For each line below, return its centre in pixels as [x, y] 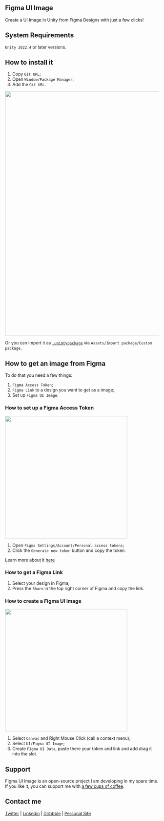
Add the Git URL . [29, 85]
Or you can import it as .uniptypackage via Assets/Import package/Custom [79, 343]
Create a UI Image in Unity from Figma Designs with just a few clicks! [74, 20]
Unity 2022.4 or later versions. [36, 47]
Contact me [23, 802]
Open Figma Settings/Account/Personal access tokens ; [68, 545]
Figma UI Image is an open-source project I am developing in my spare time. [82, 781]
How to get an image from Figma [55, 363]
